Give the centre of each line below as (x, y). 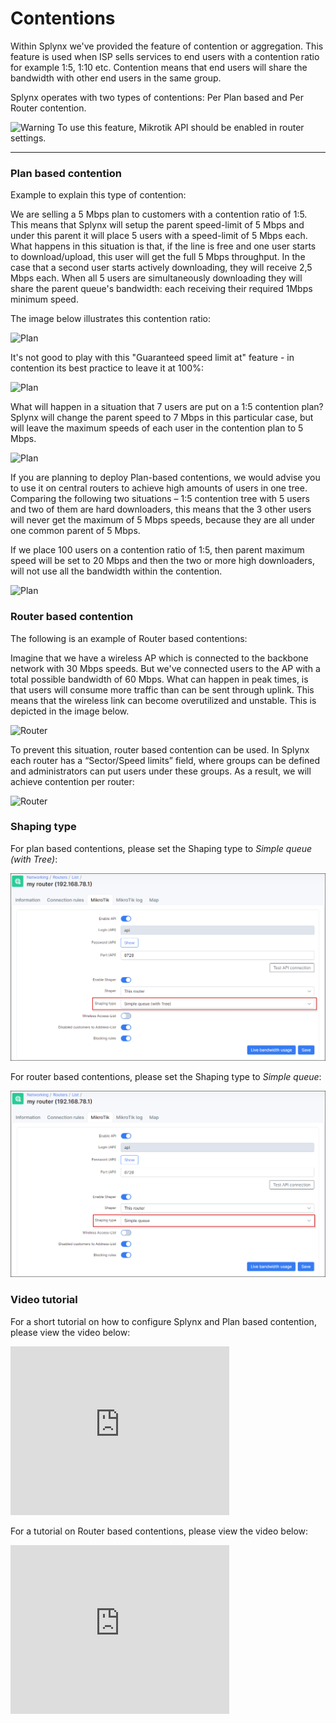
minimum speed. (44, 299)
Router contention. (48, 108)
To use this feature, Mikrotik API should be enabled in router (180, 127)
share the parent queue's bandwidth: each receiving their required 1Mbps (161, 289)
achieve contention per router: (72, 781)
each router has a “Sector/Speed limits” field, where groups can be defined (165, 760)
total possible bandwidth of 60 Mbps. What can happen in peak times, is (159, 679)
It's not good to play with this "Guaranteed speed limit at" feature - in (152, 358)
